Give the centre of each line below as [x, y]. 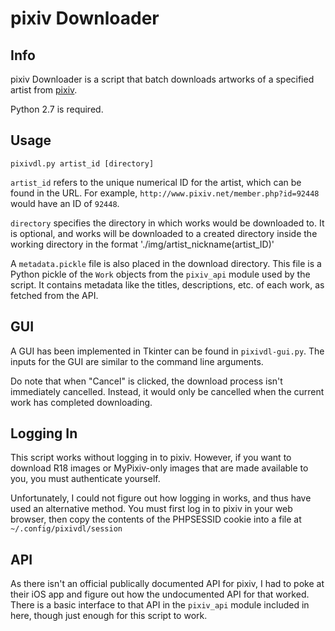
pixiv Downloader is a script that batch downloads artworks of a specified [162, 79]
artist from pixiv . [44, 90]
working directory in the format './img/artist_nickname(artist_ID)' [142, 244]
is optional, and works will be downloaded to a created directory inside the [164, 233]
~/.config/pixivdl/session [66, 529]
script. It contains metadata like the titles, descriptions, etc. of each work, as [167, 284]
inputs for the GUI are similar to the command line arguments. [137, 361]
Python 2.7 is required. [57, 109]
